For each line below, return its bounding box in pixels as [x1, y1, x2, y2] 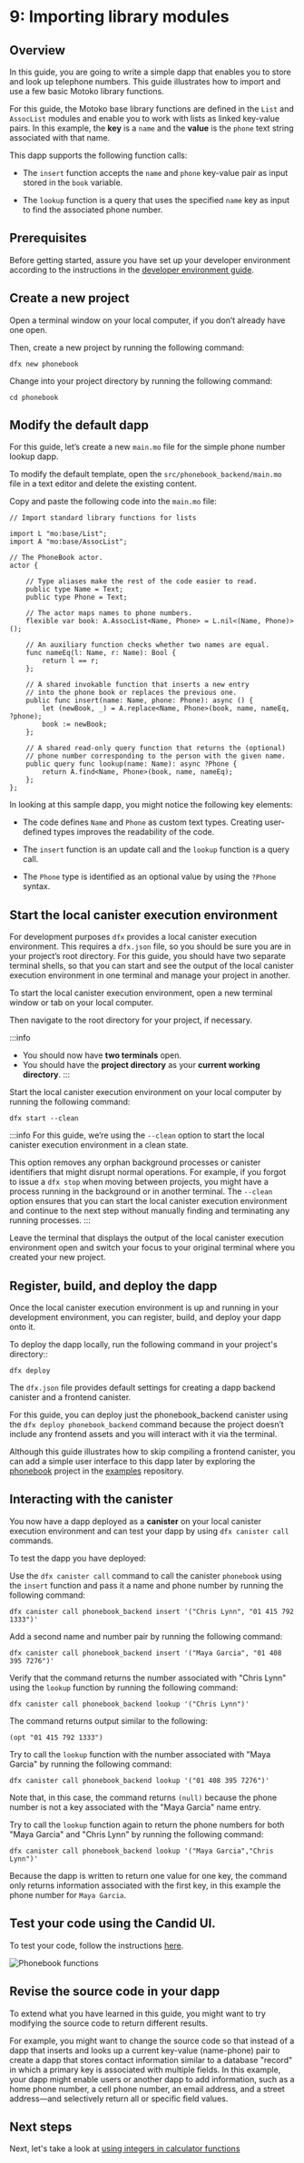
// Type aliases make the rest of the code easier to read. [25, 577, 258, 586]
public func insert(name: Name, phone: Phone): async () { [25, 696, 254, 705]
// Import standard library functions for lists [9, 514, 197, 523]
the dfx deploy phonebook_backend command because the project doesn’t [9, 1419, 284, 1430]
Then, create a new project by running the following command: [9, 342, 245, 353]
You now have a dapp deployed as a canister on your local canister [9, 1515, 261, 1526]
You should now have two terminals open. [22, 1050, 182, 1061]
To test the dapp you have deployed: [9, 1552, 147, 1563]
